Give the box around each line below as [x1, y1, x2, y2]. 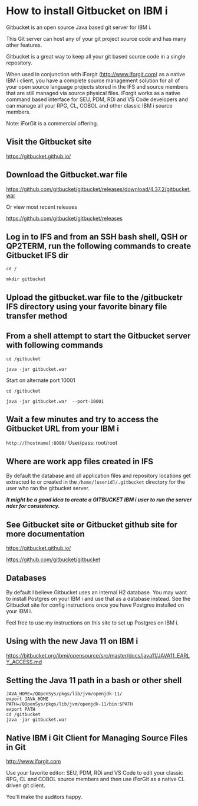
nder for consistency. [6, 503, 60, 510]
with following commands [6, 340, 103, 350]
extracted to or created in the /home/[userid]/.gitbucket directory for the [6, 478, 186, 485]
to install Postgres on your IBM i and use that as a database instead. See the [6, 595, 191, 602]
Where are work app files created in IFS [6, 457, 154, 467]
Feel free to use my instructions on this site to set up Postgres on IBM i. [6, 619, 179, 626]
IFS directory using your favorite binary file [6, 302, 167, 312]
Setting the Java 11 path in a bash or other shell [6, 675, 182, 685]
